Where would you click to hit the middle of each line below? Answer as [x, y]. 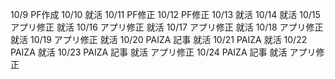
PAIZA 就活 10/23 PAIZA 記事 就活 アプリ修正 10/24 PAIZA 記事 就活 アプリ [163, 52]
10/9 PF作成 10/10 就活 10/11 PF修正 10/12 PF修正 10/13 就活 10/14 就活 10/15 [165, 14]
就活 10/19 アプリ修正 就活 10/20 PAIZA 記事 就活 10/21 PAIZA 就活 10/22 [159, 39]
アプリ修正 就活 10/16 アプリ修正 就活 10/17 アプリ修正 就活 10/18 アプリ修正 [167, 27]
